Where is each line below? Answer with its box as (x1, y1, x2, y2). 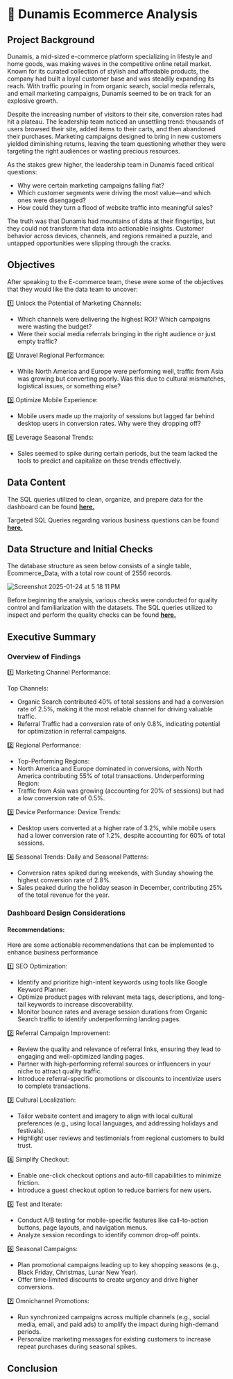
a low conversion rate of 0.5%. (17, 794, 105, 802)
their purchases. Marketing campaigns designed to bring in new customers (7, 132, 222, 140)
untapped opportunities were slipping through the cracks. (7, 239, 172, 247)
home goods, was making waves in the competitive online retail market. (7, 60, 212, 68)
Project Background (7, 34, 95, 46)
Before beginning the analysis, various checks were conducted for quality (7, 596, 218, 604)
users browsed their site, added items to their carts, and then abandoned (7, 125, 216, 133)
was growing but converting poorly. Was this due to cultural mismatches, (17, 374, 226, 383)
